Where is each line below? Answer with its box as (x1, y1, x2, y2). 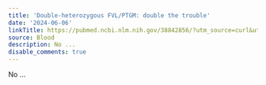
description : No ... (8, 41, 77, 49)
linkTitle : (8, 26, 44, 34)
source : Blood (8, 33, 55, 42)
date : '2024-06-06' (8, 19, 73, 27)
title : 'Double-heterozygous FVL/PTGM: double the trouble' (8, 11, 211, 20)
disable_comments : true (8, 48, 87, 56)
